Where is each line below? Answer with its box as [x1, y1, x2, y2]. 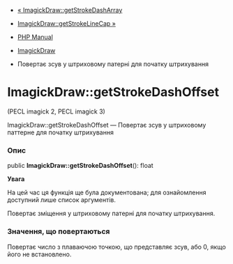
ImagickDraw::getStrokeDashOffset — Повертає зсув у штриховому [7, 121, 206, 129]
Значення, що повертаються [7, 226, 110, 236]
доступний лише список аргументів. [7, 196, 116, 204]
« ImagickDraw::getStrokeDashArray [17, 6, 123, 14]
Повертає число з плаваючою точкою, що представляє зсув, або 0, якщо [7, 242, 227, 251]
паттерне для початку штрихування [7, 128, 114, 137]
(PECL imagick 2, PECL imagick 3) [7, 107, 106, 116]
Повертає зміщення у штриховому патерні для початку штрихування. [7, 209, 216, 218]
